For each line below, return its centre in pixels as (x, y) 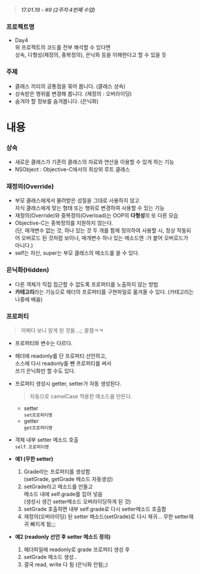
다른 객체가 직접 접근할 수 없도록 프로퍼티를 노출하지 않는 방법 (86, 284)
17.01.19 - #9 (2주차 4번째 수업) (58, 10)
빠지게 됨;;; (43, 524)
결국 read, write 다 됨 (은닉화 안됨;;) (66, 564)
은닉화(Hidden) (28, 270)
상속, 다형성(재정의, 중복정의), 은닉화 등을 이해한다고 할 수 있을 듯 (91, 55)
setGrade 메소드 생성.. (50, 557)
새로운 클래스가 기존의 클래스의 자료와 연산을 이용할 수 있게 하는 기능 (94, 162)
